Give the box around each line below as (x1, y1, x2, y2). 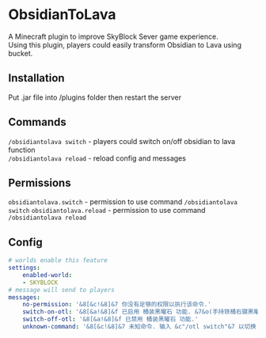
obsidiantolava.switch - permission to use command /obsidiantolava (8, 197, 237, 207)
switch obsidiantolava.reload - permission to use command (8, 206, 206, 215)
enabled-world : (22, 271, 73, 279)
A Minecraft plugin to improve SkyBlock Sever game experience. (8, 32, 219, 41)
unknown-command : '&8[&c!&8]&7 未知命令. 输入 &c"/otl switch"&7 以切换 (22, 323, 256, 331)
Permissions (8, 176, 71, 189)
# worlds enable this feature (8, 256, 108, 264)
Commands (8, 116, 67, 129)
